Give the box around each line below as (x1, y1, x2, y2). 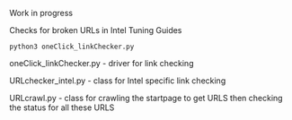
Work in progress (9, 8, 74, 18)
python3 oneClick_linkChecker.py (9, 42, 135, 51)
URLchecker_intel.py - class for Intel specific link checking (9, 75, 226, 86)
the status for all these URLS (9, 102, 115, 113)
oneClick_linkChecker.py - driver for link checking (9, 58, 194, 68)
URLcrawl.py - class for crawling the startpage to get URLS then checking (9, 93, 283, 103)
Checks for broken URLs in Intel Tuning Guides (9, 25, 182, 35)
